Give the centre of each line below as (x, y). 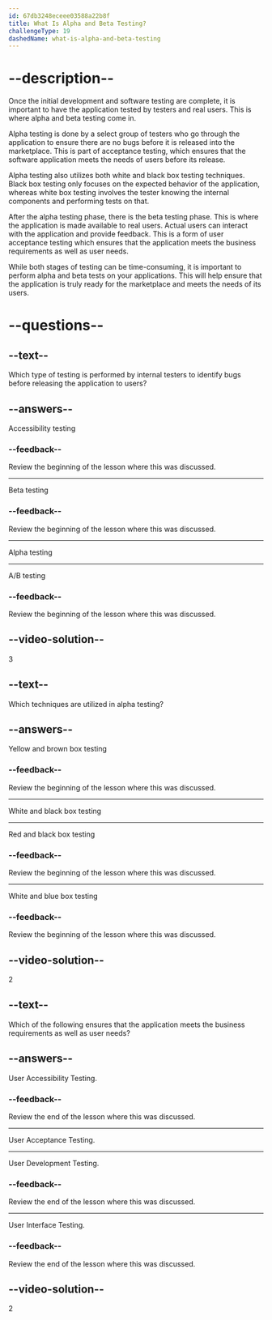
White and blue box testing (53, 896)
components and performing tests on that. (79, 201)
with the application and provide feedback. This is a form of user (116, 234)
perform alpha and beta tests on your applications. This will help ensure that (135, 275)
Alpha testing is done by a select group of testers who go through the (124, 134)
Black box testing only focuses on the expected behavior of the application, (134, 184)
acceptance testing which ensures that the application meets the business (132, 243)
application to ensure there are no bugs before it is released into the (121, 143)
